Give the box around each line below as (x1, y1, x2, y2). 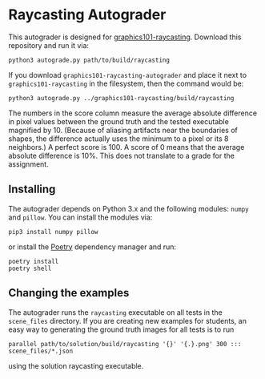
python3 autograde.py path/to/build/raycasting (8, 56, 171, 64)
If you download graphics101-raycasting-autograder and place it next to (8, 70, 247, 79)
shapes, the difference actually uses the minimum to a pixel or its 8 (8, 134, 229, 143)
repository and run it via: (8, 40, 90, 50)
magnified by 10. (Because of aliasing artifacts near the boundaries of (8, 125, 238, 135)
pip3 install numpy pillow (8, 228, 98, 236)
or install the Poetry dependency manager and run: (8, 242, 177, 252)
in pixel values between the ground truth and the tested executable (8, 116, 230, 126)
